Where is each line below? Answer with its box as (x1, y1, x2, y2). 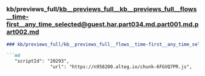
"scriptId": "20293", (14, 58, 70, 64)
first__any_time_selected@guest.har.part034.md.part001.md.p (6, 20, 199, 29)
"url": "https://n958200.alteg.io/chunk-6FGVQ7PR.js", (49, 63, 192, 70)
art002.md (6, 27, 40, 36)
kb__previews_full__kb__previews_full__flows (59, 5, 197, 13)
